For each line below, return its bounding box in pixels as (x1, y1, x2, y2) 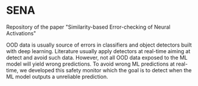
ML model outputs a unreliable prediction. (6, 73, 108, 80)
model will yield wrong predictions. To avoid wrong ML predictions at (6, 60, 175, 67)
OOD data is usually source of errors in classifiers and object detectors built (6, 41, 192, 48)
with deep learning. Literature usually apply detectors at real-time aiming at (6, 47, 191, 54)
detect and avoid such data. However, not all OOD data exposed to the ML (6, 54, 188, 61)
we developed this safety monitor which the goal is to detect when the (20, 66, 192, 73)
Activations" (6, 29, 36, 36)
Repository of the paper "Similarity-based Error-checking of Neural (6, 23, 171, 30)
